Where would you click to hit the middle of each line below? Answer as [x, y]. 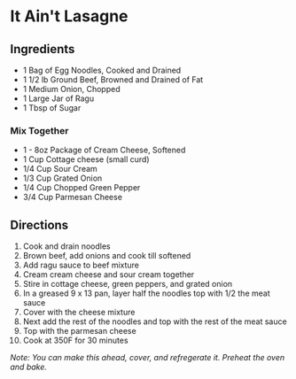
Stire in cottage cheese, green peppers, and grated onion [128, 284]
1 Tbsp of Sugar [52, 108]
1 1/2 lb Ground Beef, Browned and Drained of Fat [113, 80]
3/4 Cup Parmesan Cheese [73, 197]
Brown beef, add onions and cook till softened [107, 256]
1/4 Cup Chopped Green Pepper [82, 188]
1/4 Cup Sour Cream [60, 169]
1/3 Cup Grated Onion [62, 178]
